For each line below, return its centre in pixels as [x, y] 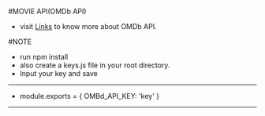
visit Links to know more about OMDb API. [88, 26]
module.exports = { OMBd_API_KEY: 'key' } [90, 96]
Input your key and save [59, 73]
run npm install [44, 57]
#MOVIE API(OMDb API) [47, 11]
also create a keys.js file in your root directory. [95, 65]
